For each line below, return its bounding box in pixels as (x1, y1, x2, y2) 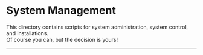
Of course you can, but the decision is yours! (6, 36, 118, 43)
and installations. (6, 29, 48, 36)
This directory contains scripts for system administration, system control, (6, 23, 188, 30)
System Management (6, 4, 117, 17)
